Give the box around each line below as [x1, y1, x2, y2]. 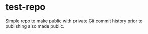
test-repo [5, 1, 46, 13]
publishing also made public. [5, 23, 65, 29]
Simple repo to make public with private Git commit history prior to [5, 18, 143, 24]
